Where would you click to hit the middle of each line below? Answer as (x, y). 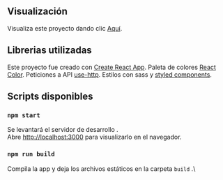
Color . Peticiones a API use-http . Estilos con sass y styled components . (110, 74)
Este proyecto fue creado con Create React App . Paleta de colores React (111, 67)
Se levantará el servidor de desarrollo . (63, 130)
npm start (24, 115)
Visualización (37, 12)
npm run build (31, 154)
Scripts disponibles (50, 97)
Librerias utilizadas (49, 51)
